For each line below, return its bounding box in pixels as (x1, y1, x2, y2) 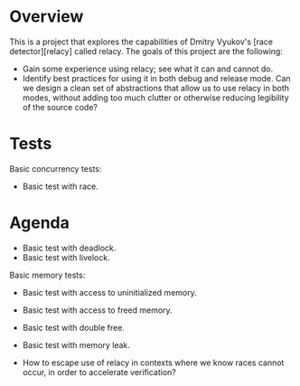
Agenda (9, 212, 70, 233)
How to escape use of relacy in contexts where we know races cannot (22, 357, 285, 368)
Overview (9, 6, 84, 27)
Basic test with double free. (22, 322, 125, 333)
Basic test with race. (22, 181, 99, 192)
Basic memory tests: (9, 269, 86, 280)
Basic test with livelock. (22, 251, 110, 263)
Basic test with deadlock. (22, 242, 117, 253)
